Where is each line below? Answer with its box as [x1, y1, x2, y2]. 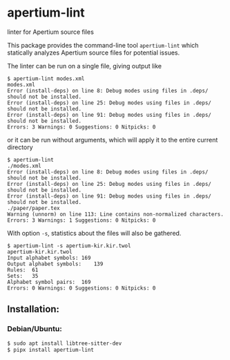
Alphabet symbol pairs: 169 [7, 278, 91, 285]
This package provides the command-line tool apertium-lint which [7, 41, 199, 49]
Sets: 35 [7, 272, 39, 279]
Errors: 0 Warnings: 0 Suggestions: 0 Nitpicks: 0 [7, 285, 156, 292]
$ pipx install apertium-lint [7, 346, 95, 353]
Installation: [7, 303, 60, 315]
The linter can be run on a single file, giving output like [7, 61, 162, 70]
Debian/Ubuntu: [7, 324, 62, 334]
